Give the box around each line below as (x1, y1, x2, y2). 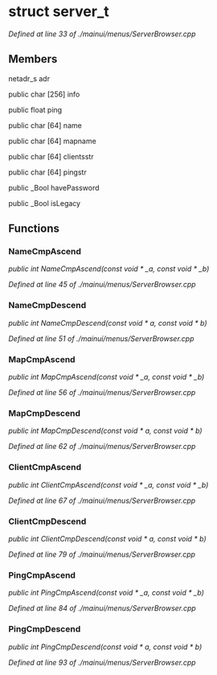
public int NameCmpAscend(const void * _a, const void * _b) (8, 264, 210, 274)
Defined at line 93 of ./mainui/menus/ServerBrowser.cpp (8, 657, 196, 667)
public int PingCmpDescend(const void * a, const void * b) (8, 642, 203, 652)
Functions (8, 222, 60, 236)
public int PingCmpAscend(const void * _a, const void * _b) (8, 588, 205, 598)
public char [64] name (8, 120, 82, 130)
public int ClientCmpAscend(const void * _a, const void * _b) (8, 479, 209, 489)
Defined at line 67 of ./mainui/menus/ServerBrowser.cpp (8, 496, 196, 505)
